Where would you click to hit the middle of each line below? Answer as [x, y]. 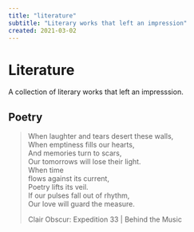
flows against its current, [69, 179]
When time [46, 170]
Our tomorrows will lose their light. [84, 162]
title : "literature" [43, 16]
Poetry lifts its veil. [58, 187]
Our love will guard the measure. [81, 204]
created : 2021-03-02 [43, 30]
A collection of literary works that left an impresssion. [96, 92]
